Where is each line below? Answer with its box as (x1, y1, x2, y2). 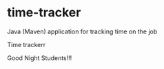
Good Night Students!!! (7, 53, 72, 62)
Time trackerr (7, 40, 46, 49)
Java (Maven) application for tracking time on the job (7, 27, 158, 36)
